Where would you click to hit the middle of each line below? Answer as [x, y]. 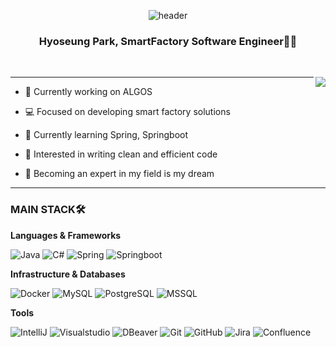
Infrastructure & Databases [68, 274]
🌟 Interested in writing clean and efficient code [121, 154]
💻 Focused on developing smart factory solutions [127, 112]
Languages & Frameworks [66, 235]
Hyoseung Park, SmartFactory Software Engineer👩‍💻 [168, 41]
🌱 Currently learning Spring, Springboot [106, 135]
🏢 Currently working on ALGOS [88, 92]
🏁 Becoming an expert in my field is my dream [119, 174]
